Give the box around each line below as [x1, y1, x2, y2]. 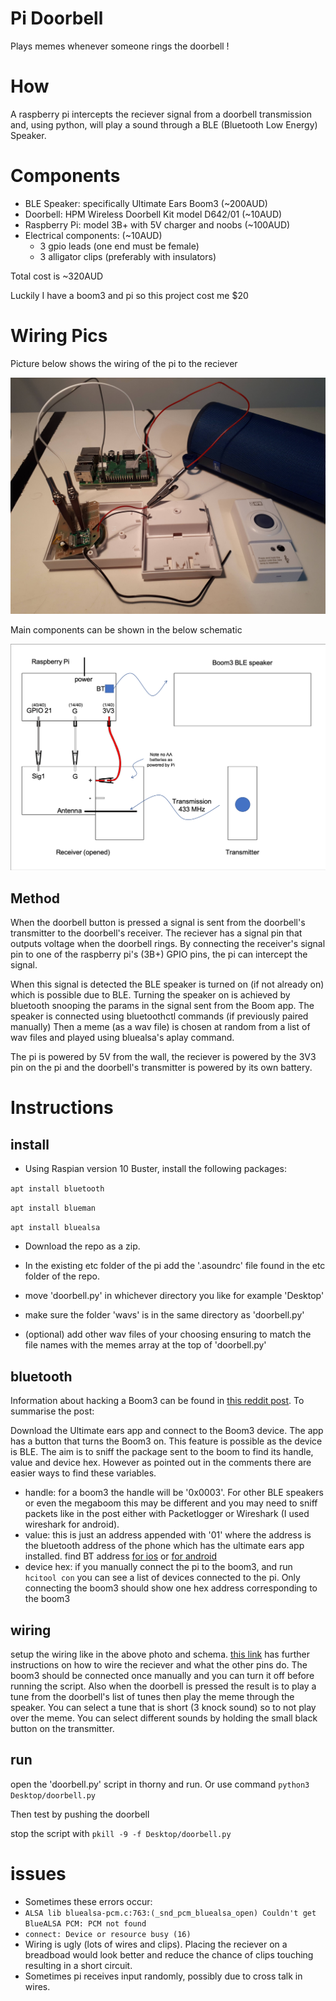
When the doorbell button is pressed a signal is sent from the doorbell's [10, 917, 306, 929]
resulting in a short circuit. [24, 1959, 133, 1971]
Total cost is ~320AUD [10, 270, 104, 282]
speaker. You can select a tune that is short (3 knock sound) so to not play [10, 1701, 317, 1713]
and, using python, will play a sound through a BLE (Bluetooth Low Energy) [10, 118, 318, 131]
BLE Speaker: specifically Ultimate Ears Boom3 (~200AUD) [24, 197, 268, 209]
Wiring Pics [10, 325, 108, 347]
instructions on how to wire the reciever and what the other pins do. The [10, 1658, 308, 1671]
